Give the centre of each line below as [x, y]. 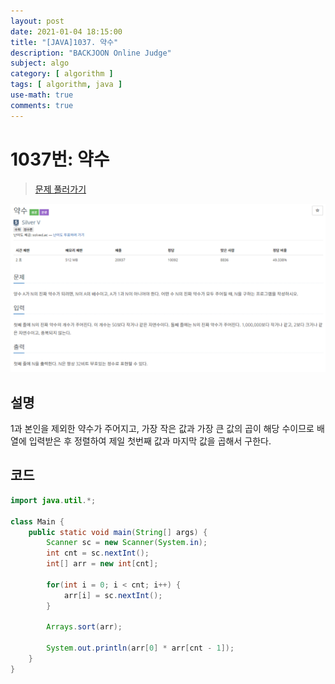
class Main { [37, 521]
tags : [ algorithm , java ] [66, 85]
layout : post [37, 21]
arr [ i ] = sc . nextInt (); [113, 595]
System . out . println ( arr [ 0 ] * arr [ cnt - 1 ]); [140, 648]
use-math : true [42, 95]
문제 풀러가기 [60, 189]
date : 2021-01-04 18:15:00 [66, 31]
